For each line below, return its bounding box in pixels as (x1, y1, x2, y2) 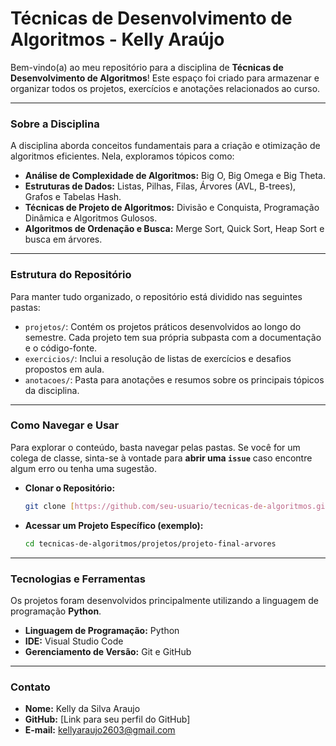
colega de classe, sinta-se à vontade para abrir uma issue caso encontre (10, 452, 313, 464)
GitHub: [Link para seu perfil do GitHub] (24, 713, 191, 726)
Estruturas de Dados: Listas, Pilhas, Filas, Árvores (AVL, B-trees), (24, 180, 297, 192)
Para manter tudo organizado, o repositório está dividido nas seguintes (10, 290, 303, 302)
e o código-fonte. (24, 342, 98, 354)
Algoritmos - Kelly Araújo (10, 28, 225, 51)
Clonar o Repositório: (24, 482, 116, 494)
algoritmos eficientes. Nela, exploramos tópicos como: (10, 150, 235, 162)
